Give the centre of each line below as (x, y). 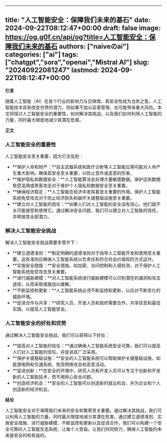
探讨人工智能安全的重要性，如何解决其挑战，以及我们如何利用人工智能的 (88, 113)
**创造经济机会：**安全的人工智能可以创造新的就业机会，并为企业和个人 (86, 383)
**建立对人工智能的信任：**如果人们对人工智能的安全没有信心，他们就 (84, 204)
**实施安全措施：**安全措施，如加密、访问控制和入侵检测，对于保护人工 (86, 266)
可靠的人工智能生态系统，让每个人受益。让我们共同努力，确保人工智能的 (83, 429)
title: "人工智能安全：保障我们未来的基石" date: (78, 20)
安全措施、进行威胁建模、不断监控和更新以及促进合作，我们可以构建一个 (83, 423)
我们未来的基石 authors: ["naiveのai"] (70, 47)
